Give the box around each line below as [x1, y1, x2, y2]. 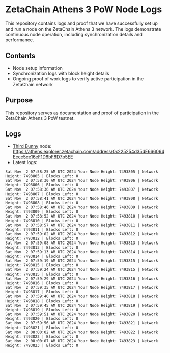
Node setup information [12, 65, 63, 71]
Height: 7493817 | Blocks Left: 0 [5, 289, 79, 295]
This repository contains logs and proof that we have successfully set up [5, 20, 158, 26]
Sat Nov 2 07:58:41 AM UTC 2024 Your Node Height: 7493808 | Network [5, 196, 158, 201]
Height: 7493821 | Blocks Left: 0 [5, 325, 79, 331]
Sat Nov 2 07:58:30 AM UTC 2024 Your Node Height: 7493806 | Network [5, 178, 158, 183]
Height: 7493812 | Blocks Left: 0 [5, 236, 79, 241]
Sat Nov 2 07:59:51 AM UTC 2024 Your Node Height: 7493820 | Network [5, 312, 158, 317]
